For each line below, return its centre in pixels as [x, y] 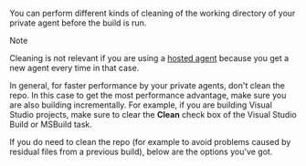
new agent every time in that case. [74, 68]
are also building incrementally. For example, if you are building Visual [141, 105]
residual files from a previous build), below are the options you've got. [141, 151]
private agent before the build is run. [78, 23]
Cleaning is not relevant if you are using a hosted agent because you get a [149, 58]
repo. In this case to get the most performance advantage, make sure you [148, 95]
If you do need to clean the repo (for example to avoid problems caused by [150, 142]
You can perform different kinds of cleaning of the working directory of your [153, 13]
